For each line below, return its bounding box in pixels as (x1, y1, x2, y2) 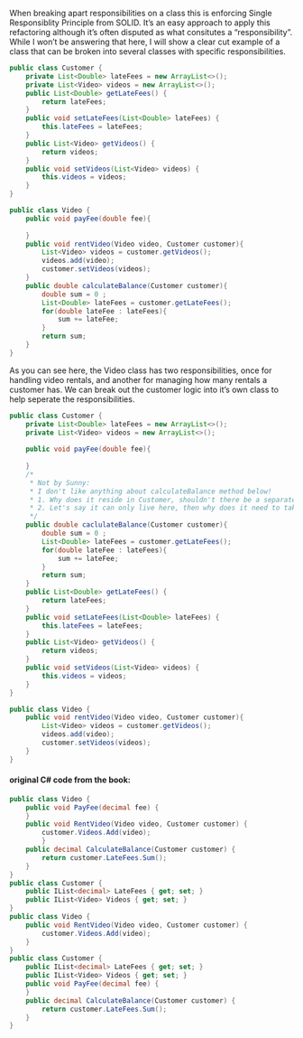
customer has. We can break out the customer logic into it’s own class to (9, 384, 280, 395)
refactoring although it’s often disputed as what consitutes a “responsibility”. (9, 27, 293, 37)
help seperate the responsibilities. (9, 393, 135, 405)
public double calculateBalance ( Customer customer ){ (25, 281, 228, 290)
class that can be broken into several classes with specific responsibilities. (9, 46, 286, 57)
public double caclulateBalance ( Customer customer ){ (25, 520, 228, 529)
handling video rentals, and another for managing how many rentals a (9, 374, 268, 385)
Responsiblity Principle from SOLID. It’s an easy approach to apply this (9, 17, 271, 28)
